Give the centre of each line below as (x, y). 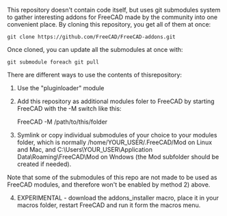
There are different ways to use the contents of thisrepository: (95, 75)
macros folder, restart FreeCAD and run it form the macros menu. (109, 205)
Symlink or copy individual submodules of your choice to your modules (117, 135)
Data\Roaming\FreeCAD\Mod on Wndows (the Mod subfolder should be (118, 157)
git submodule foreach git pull (53, 62)
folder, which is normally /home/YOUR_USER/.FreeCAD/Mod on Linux (115, 142)
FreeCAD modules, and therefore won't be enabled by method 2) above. (109, 185)
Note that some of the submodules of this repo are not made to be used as (112, 177)
